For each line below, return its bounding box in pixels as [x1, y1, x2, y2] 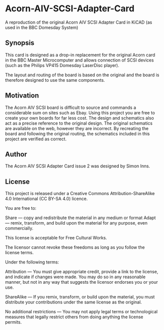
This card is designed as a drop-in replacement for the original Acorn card [5, 52, 156, 58]
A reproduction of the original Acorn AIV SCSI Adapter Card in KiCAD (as [5, 19, 152, 25]
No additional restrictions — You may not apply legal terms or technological [5, 309, 158, 315]
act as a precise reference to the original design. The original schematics [5, 120, 153, 126]
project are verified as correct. [5, 136, 67, 142]
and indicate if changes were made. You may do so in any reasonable [5, 274, 146, 280]
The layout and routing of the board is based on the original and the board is [5, 72, 160, 78]
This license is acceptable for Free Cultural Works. [5, 235, 107, 241]
